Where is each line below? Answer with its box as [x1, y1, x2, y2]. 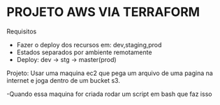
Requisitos [6, 27, 37, 35]
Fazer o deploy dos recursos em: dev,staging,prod [16, 40, 162, 49]
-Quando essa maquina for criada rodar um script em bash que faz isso [6, 90, 212, 98]
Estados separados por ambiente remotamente [16, 48, 152, 56]
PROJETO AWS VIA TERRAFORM [6, 4, 200, 20]
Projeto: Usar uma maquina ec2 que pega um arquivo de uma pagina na [6, 69, 214, 77]
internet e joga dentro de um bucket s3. [6, 76, 120, 84]
